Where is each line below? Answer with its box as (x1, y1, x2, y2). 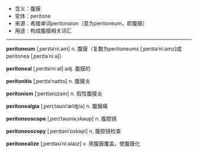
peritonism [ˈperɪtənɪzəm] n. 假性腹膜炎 (6, 90, 103, 97)
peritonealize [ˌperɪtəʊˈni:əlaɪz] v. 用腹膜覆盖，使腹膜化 (6, 140, 140, 147)
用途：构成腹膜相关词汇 (14, 27, 72, 34)
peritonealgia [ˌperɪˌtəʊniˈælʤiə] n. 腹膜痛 (6, 102, 108, 109)
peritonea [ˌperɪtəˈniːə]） (6, 52, 65, 59)
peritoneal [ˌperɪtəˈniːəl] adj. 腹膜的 (6, 65, 91, 72)
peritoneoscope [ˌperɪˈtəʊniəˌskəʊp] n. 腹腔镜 (6, 115, 117, 122)
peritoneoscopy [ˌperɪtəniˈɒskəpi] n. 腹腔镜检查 (6, 128, 121, 134)
